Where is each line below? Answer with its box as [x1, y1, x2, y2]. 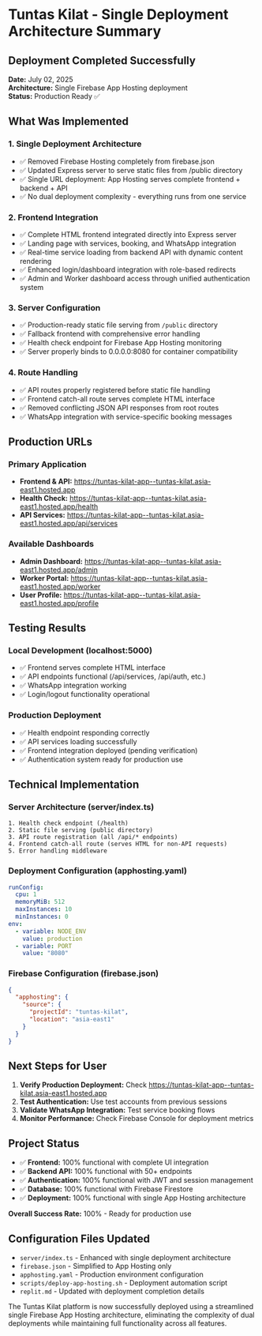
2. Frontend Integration [8, 212, 99, 223]
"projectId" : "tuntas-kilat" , [28, 1008, 129, 1016]
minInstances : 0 [15, 913, 69, 921]
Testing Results [8, 621, 87, 634]
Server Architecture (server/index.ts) [8, 801, 155, 812]
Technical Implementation [8, 777, 140, 791]
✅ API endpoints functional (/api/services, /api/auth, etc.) [19, 672, 207, 681]
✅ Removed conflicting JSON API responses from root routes [19, 403, 219, 412]
